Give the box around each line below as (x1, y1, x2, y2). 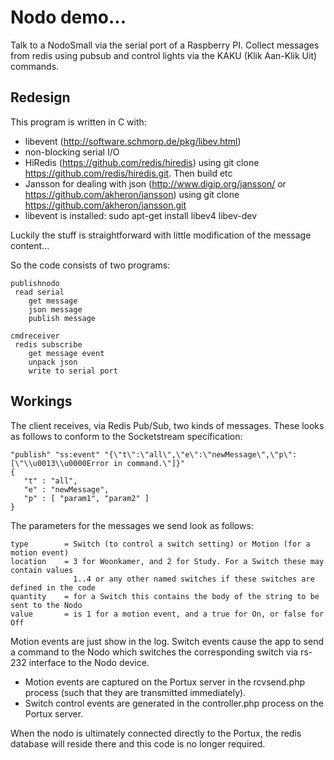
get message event (28, 348, 105, 358)
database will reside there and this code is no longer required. (10, 737, 266, 750)
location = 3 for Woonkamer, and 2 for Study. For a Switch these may (10, 556, 325, 566)
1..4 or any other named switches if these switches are (73, 574, 315, 584)
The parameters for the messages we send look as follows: (10, 519, 254, 531)
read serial (14, 287, 65, 297)
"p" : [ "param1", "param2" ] (23, 493, 150, 503)
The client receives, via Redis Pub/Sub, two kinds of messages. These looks (10, 419, 325, 431)
